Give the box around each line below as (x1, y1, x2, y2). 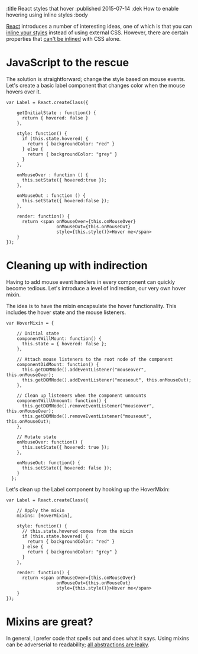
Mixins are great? (6, 615, 93, 629)
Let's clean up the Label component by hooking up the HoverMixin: (6, 485, 170, 493)
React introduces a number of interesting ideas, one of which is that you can (6, 23, 192, 30)
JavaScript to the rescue (6, 56, 129, 70)
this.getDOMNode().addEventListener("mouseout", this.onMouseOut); (21, 377, 192, 383)
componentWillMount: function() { (17, 335, 102, 342)
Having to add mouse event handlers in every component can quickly (6, 278, 176, 286)
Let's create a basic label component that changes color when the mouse (6, 82, 185, 89)
